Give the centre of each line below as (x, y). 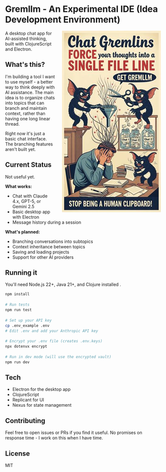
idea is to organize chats (30, 97)
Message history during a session (47, 222)
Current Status (28, 165)
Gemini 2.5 (23, 206)
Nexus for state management (42, 405)
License (18, 453)
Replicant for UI (28, 400)
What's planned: (23, 232)
